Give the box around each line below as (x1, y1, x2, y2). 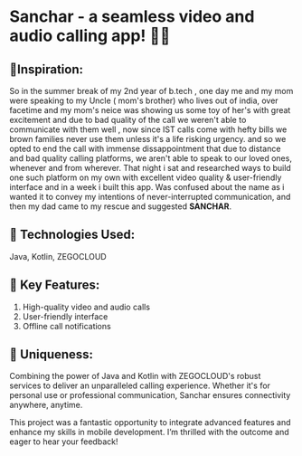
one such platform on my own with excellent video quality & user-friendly (9, 172, 282, 183)
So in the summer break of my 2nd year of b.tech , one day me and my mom (9, 86, 294, 96)
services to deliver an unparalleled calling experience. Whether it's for (9, 380, 271, 391)
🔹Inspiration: (9, 62, 84, 77)
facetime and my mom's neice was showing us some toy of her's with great (9, 105, 291, 115)
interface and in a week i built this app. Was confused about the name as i (9, 182, 285, 192)
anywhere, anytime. (9, 400, 83, 411)
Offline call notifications (22, 320, 111, 331)
